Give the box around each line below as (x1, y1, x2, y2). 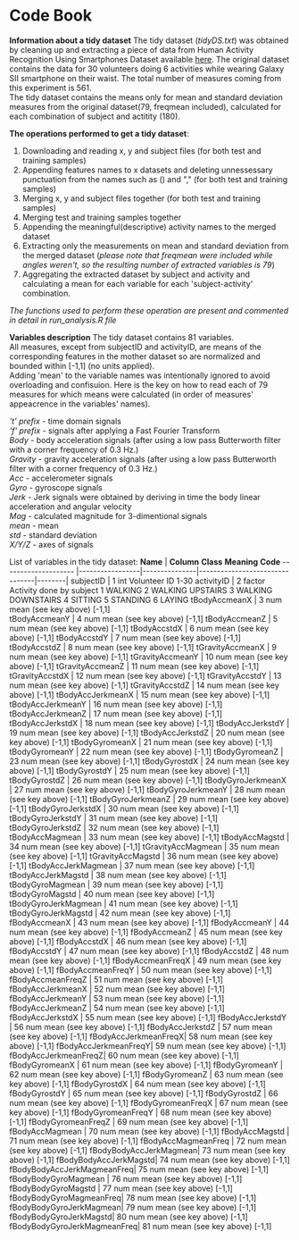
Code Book (9, 5, 92, 26)
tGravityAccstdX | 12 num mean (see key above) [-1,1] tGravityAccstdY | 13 (9, 670, 282, 681)
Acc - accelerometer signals (9, 473, 113, 483)
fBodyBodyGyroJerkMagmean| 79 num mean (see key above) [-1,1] (9, 1202, 257, 1212)
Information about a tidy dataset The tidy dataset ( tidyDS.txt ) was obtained (9, 35, 289, 46)
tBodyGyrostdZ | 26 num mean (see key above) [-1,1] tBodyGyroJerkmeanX (9, 775, 287, 785)
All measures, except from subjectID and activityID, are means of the (9, 341, 262, 352)
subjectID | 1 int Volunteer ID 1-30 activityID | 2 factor (70, 575, 266, 586)
